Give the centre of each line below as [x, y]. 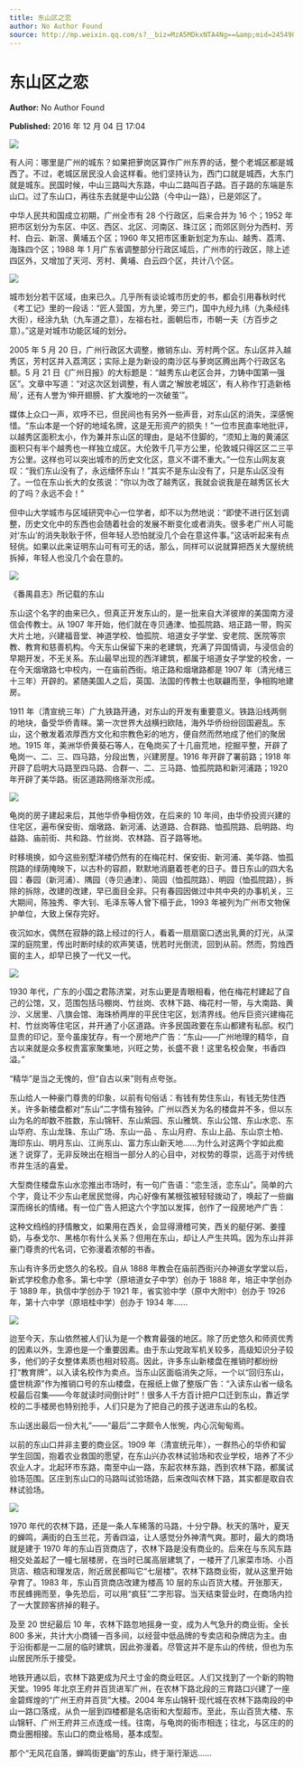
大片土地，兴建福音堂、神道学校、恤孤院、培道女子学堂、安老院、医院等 [143, 636]
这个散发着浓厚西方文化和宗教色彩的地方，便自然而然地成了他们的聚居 [155, 734]
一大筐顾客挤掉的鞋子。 [60, 1605]
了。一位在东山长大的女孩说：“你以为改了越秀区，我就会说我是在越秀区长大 [150, 482]
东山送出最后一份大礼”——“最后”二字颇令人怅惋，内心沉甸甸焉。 [129, 1425]
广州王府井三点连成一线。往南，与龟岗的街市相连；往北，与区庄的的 [167, 1723]
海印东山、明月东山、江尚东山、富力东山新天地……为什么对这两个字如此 [143, 1143]
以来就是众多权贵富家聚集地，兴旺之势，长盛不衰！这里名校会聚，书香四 [151, 1048]
